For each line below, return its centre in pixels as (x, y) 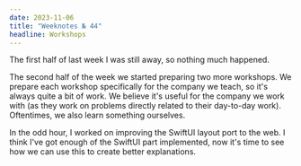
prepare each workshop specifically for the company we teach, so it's (138, 87)
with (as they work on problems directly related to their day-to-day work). (145, 106)
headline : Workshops (48, 34)
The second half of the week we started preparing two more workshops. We (150, 77)
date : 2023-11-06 (42, 17)
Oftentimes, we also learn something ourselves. (97, 115)
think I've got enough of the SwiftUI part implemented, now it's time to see (147, 142)
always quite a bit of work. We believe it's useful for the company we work (147, 96)
